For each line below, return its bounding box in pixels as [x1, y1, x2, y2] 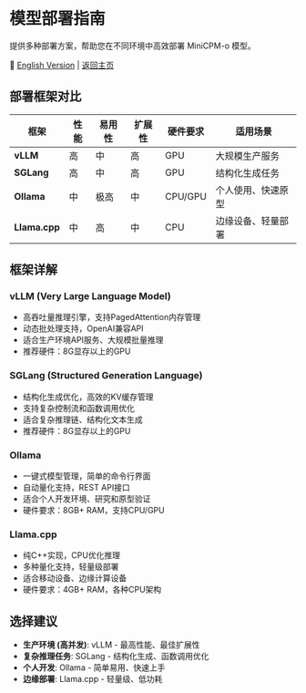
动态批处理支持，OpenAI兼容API [22, 323, 144, 334]
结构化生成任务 [215, 166, 280, 179]
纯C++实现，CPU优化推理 [22, 550, 121, 561]
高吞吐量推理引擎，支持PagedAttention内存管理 [22, 312, 201, 323]
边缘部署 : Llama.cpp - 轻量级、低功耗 [22, 674, 163, 685]
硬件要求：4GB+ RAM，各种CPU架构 [22, 584, 162, 595]
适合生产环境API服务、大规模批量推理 [22, 335, 164, 346]
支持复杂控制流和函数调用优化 [22, 402, 135, 413]
